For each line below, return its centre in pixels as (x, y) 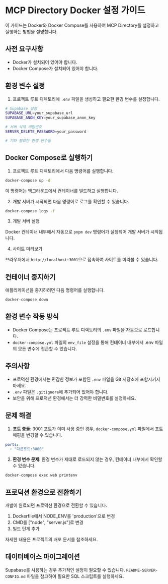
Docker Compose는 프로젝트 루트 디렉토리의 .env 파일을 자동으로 (77, 330)
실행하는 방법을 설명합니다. (31, 31)
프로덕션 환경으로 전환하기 (43, 492)
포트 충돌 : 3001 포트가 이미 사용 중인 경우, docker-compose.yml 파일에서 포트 (88, 429)
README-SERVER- (142, 570)
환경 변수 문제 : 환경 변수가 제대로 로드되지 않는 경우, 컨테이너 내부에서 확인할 (87, 459)
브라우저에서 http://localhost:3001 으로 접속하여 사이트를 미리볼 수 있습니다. (82, 260)
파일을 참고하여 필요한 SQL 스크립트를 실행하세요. (75, 576)
